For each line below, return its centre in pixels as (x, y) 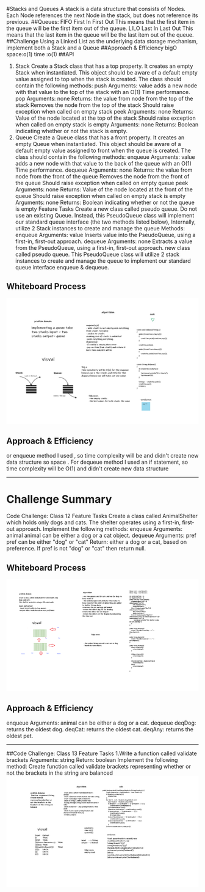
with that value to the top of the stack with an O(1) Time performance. (103, 92)
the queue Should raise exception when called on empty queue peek (102, 183)
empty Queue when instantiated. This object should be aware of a (98, 144)
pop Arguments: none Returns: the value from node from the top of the (104, 98)
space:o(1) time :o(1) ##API (40, 54)
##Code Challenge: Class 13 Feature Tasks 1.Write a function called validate (102, 753)
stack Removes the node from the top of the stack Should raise (95, 105)
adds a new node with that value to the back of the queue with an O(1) (103, 163)
